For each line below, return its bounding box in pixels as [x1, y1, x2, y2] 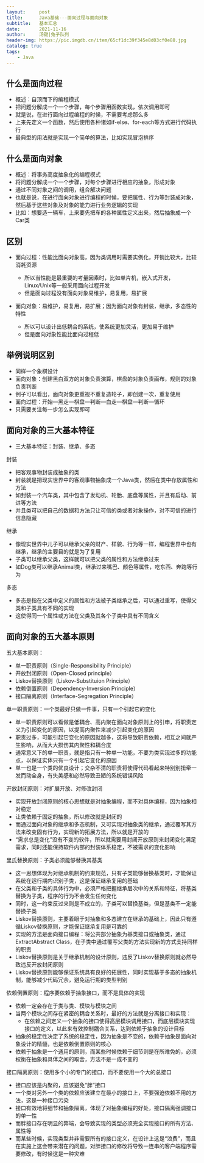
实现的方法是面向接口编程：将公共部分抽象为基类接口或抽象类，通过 [15, 930, 186, 937]
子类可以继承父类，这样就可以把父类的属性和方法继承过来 [15, 555, 160, 563]
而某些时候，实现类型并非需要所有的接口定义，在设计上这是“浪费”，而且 [15, 1134, 197, 1142]
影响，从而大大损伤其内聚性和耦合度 [20, 741, 111, 748]
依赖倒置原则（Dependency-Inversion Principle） [15, 685, 139, 692]
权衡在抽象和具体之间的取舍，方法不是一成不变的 [15, 1055, 138, 1062]
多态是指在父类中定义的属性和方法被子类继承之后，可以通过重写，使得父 [15, 596, 197, 604]
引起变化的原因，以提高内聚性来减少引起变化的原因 [26, 726, 154, 733]
